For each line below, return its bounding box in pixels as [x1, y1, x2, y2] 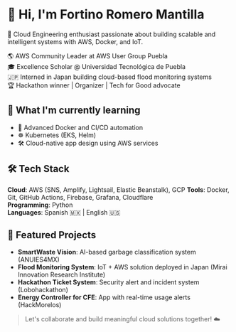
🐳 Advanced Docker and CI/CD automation [17, 123, 144, 132]
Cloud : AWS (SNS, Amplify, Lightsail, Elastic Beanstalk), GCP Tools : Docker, [7, 185, 230, 194]
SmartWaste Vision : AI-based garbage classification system [17, 248, 197, 257]
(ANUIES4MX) [17, 255, 60, 264]
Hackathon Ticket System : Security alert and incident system [17, 278, 200, 287]
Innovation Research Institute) [17, 270, 106, 279]
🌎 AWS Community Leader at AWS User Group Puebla [7, 51, 168, 60]
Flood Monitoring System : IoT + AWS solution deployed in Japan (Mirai [17, 263, 227, 272]
